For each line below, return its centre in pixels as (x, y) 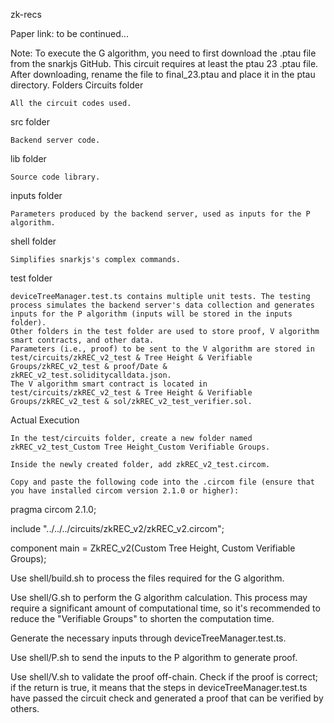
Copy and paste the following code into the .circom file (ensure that (162, 482)
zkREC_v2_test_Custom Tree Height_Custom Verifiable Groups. (140, 447)
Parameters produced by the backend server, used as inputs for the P (160, 214)
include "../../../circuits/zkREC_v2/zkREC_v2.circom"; (117, 528)
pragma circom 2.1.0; (53, 509)
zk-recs (26, 14)
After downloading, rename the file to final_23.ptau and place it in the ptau (163, 74)
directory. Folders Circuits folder (77, 85)
